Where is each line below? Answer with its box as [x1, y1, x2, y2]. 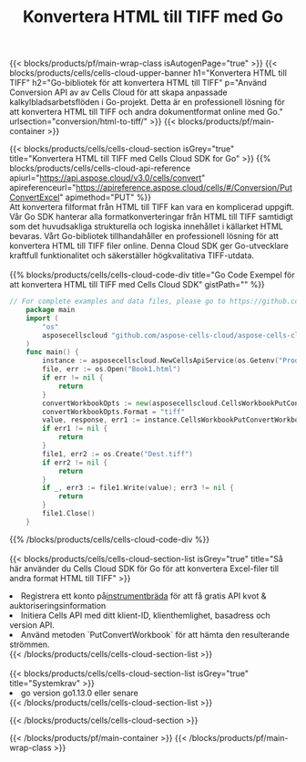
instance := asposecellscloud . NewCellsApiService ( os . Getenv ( [42, 356, 280, 366]
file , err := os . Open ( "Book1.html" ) [42, 365, 181, 374]
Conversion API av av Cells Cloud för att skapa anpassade [9, 87, 228, 98]
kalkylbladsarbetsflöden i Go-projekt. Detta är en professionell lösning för [9, 97, 285, 108]
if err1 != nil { [42, 424, 107, 433]
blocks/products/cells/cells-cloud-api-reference [9, 162, 191, 174]
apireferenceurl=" [9, 183, 76, 193]
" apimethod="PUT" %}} [58, 192, 152, 203]
